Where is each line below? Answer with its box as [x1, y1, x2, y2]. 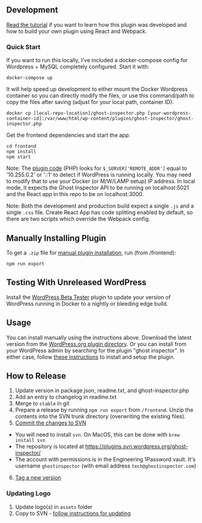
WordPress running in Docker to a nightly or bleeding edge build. [6, 300, 169, 307]
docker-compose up [6, 75, 53, 81]
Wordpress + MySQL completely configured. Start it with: [6, 63, 150, 71]
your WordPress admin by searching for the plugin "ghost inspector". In [6, 346, 185, 354]
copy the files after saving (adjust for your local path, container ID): [6, 99, 174, 106]
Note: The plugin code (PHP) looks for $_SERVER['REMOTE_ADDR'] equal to [6, 164, 187, 172]
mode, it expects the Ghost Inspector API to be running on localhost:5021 [6, 184, 189, 191]
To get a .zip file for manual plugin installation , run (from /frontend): [6, 249, 177, 256]
